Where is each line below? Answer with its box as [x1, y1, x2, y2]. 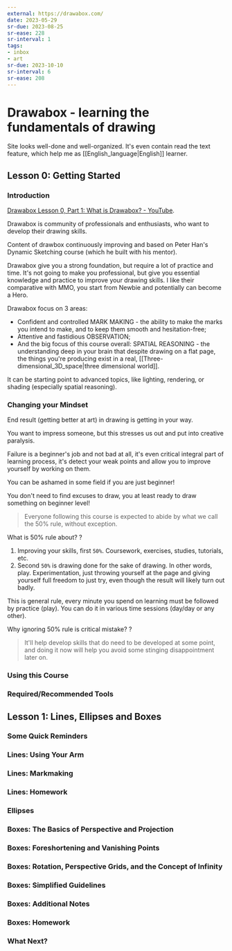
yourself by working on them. [7, 465, 91, 473]
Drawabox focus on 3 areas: [7, 305, 88, 312]
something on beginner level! [7, 499, 90, 507]
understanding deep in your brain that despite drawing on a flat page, [17, 348, 216, 355]
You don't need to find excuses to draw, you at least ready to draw [7, 492, 197, 500]
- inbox [7, 49, 30, 56]
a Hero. [7, 291, 28, 299]
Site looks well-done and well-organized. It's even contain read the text [7, 142, 211, 151]
